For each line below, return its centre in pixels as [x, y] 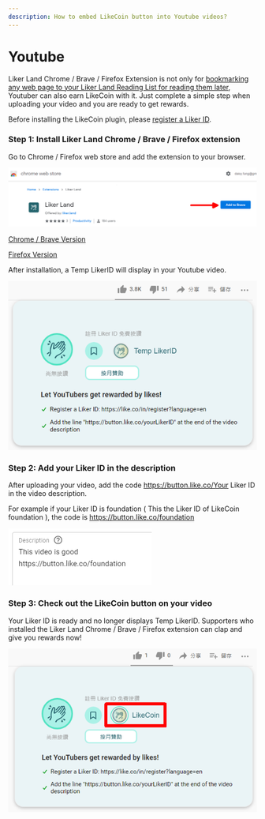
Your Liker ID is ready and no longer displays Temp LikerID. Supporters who [131, 621]
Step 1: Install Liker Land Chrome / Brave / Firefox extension [124, 140]
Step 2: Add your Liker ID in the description [92, 468]
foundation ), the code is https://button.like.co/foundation [101, 517]
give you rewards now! [45, 637]
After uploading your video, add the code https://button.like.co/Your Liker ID [132, 485]
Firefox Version [33, 255]
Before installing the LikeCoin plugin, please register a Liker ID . [110, 119]
